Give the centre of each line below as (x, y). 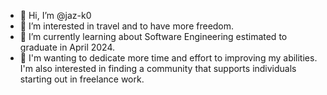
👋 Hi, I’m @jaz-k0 (55, 15)
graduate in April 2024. (67, 47)
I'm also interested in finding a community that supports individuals (158, 68)
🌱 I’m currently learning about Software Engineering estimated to (153, 36)
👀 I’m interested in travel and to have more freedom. (127, 26)
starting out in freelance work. (82, 79)
